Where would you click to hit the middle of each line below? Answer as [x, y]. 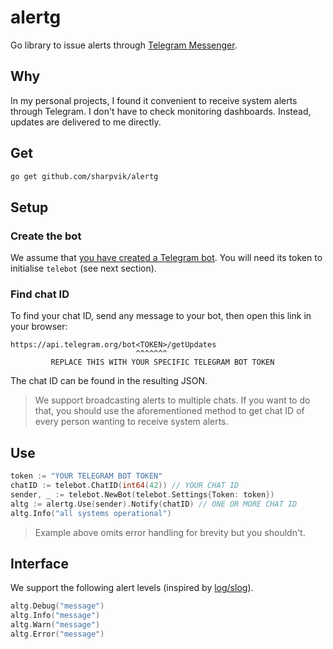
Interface [39, 564]
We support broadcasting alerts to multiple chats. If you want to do [172, 400]
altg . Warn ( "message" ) [55, 625]
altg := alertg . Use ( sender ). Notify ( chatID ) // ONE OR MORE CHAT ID [154, 504]
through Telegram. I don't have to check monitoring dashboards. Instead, [161, 111]
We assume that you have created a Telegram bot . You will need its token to [166, 258]
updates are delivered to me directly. [86, 122]
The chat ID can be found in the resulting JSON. [109, 381]
